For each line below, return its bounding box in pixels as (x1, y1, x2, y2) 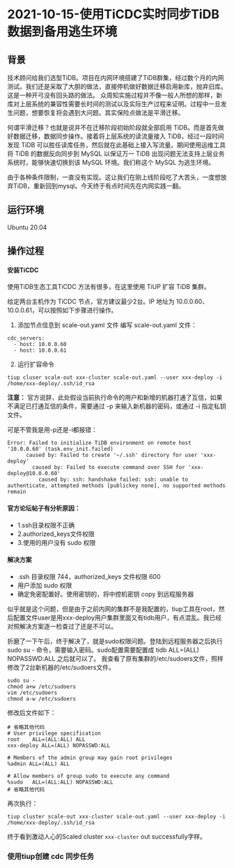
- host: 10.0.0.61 (13, 347, 68, 354)
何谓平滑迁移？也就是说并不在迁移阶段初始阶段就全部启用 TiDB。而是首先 (7, 124, 218, 131)
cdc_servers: (7, 335, 45, 342)
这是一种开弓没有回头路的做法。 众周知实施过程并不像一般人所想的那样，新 (7, 91, 223, 99)
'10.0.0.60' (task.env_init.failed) (7, 446, 114, 453)
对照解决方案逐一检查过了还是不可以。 (7, 622, 117, 630)
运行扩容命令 (17, 360, 54, 368)
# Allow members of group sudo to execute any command (7, 772, 170, 779)
